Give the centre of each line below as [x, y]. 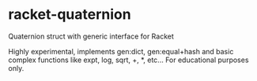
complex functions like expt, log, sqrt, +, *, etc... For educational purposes [128, 60]
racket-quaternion [70, 15]
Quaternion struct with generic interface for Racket [91, 36]
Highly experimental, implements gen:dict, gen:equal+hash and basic [121, 51]
